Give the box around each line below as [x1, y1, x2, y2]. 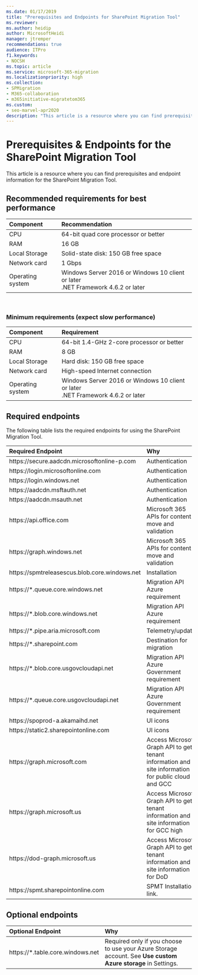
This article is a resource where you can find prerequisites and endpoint [6, 170, 181, 177]
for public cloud [146, 773, 190, 781]
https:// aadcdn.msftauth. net [9, 486, 87, 494]
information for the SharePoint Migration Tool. [6, 176, 117, 183]
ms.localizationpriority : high [6, 74, 83, 80]
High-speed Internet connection [61, 367, 152, 375]
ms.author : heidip [6, 25, 51, 31]
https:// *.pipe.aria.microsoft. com [9, 627, 100, 635]
